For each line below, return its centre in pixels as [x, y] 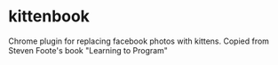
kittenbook [49, 16]
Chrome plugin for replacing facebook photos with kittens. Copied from [139, 41]
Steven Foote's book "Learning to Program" [88, 50]
